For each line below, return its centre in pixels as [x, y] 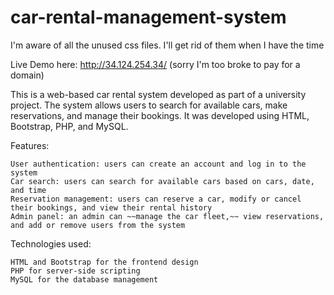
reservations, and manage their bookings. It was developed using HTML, [160, 115]
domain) [27, 75]
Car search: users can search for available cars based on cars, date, [162, 181]
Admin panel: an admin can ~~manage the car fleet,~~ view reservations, [167, 216]
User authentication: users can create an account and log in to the [158, 164]
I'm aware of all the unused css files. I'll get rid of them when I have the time [167, 45]
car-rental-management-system [148, 17]
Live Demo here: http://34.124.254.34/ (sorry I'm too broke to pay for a [155, 64]
